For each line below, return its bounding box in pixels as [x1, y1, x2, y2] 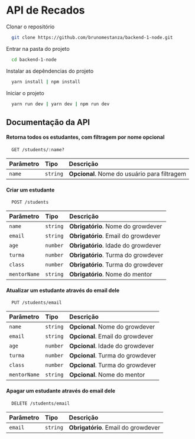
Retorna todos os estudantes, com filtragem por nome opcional [6, 134, 165, 141]
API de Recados [6, 4, 85, 17]
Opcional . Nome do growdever [69, 323, 155, 331]
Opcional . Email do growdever [69, 332, 154, 340]
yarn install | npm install [11, 79, 81, 84]
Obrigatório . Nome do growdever [69, 222, 162, 230]
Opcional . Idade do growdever [69, 342, 154, 350]
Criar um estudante [6, 186, 55, 193]
